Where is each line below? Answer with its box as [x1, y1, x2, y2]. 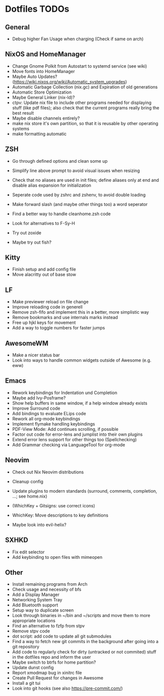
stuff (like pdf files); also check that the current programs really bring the [12, 104, 160, 111]
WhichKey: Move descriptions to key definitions [12, 512, 109, 518]
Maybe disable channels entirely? [12, 115, 80, 121]
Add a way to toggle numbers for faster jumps [12, 325, 105, 331]
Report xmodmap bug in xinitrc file [12, 670, 82, 676]
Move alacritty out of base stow [12, 272, 76, 277]
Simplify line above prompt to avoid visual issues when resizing [12, 168, 140, 174]
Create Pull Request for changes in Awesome [12, 675, 104, 681]
